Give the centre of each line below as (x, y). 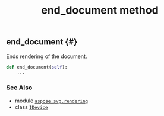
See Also (19, 88)
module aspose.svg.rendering (51, 101)
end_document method (100, 10)
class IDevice (31, 107)
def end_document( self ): (37, 67)
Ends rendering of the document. (47, 56)
